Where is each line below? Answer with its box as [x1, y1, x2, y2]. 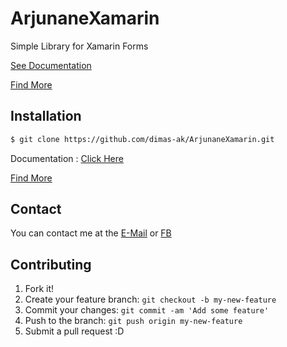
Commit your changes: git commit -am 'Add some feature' [24, 304, 270, 316]
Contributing [10, 256, 92, 273]
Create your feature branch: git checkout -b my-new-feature [24, 293, 277, 306]
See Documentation [10, 59, 92, 71]
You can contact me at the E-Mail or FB [10, 227, 172, 239]
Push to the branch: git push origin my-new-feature [24, 315, 243, 327]
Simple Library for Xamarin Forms [10, 40, 149, 52]
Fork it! [24, 283, 55, 295]
